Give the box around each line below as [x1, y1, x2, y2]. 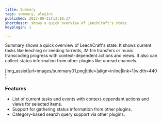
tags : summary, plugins [5, 12, 53, 16]
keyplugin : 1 [5, 25, 32, 30]
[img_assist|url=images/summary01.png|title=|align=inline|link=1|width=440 [5, 68, 158, 74]
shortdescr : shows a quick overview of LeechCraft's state [5, 20, 127, 26]
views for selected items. [12, 101, 63, 107]
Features [5, 85, 27, 92]
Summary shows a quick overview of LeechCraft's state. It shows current [5, 42, 152, 48]
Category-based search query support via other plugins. [12, 111, 125, 117]
